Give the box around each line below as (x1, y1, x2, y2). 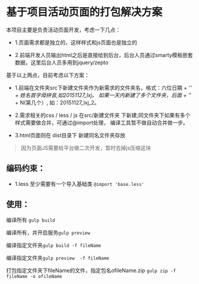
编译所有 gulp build (6, 216, 55, 223)
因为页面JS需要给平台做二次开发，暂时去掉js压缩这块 (20, 144, 151, 152)
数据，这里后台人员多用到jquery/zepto (14, 59, 109, 66)
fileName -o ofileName (6, 273, 62, 279)
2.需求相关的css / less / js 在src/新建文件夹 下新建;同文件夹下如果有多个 (14, 111, 191, 119)
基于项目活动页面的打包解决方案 (6, 5, 163, 19)
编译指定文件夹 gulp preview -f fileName (6, 254, 109, 261)
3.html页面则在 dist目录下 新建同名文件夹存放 (14, 131, 126, 138)
